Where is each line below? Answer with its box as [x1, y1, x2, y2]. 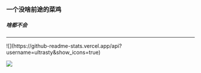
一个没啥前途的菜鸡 [6, 5, 62, 13]
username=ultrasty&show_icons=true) [6, 48, 100, 56]
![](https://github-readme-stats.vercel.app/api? [6, 42, 122, 49]
